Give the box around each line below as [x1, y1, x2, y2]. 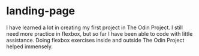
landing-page [6, 4, 76, 18]
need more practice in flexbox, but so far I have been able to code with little [6, 30, 193, 37]
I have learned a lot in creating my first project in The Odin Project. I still [6, 24, 183, 31]
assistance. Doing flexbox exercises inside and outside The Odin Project [6, 36, 185, 43]
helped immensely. [6, 43, 53, 50]
